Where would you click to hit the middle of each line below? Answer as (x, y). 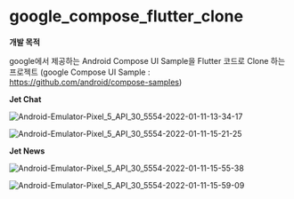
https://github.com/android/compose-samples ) (96, 82)
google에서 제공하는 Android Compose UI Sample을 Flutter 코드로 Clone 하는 (147, 60)
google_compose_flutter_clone (126, 16)
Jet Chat (25, 99)
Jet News (27, 151)
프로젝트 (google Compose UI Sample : (80, 72)
